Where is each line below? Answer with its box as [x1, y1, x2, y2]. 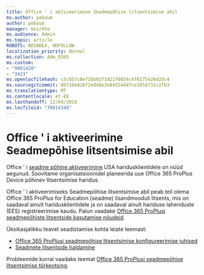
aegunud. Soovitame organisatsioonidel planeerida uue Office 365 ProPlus [6, 170, 193, 177]
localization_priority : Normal [6, 48, 86, 55]
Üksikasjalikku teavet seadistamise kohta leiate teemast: [6, 225, 147, 233]
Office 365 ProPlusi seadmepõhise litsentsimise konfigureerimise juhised [15, 237, 198, 245]
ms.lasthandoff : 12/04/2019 [6, 99, 78, 105]
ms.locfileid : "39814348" [6, 104, 72, 111]
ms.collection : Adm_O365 [6, 54, 69, 60]
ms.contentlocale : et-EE [6, 93, 69, 99]
